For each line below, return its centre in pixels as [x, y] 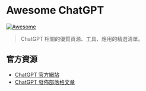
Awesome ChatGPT [55, 10]
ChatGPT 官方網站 [37, 74]
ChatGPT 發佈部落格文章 [45, 82]
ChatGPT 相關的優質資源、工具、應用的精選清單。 [82, 38]
